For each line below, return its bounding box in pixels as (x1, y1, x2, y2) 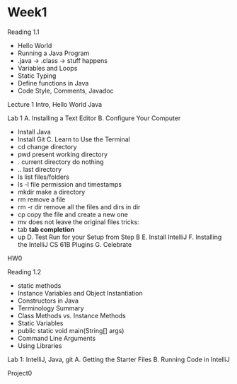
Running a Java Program (17, 49, 90, 57)
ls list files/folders (17, 173, 69, 181)
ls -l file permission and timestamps (17, 180, 122, 188)
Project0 (7, 368, 33, 377)
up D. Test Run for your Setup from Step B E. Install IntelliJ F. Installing (17, 233, 222, 241)
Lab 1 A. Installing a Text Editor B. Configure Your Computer (7, 114, 181, 122)
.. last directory (17, 165, 62, 173)
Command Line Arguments (17, 334, 96, 342)
